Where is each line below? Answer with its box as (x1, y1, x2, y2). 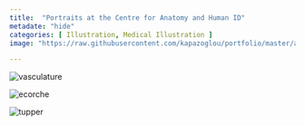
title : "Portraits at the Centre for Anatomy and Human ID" (9, 13, 246, 23)
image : (9, 38, 34, 48)
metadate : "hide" (9, 22, 75, 31)
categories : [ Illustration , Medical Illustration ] (9, 30, 213, 39)
